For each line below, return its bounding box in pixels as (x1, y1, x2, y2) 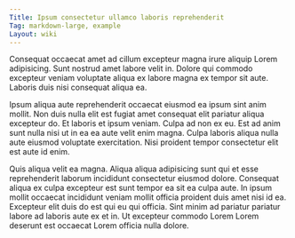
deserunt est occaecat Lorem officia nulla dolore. (9, 220, 189, 231)
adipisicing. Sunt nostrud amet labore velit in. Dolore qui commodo (9, 63, 253, 74)
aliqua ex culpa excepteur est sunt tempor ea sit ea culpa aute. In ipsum (9, 183, 273, 194)
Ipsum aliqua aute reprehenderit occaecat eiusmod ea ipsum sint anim (9, 99, 267, 110)
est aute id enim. (9, 147, 70, 157)
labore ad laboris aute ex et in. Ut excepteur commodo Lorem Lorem (9, 210, 259, 222)
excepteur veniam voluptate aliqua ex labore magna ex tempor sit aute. (9, 73, 269, 83)
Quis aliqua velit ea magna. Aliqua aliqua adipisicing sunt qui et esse (9, 163, 259, 174)
